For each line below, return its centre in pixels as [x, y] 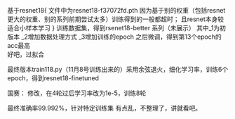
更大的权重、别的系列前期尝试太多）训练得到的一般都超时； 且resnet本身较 [116, 19]
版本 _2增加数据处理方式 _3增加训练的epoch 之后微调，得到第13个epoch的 [115, 37]
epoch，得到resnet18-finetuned [53, 78]
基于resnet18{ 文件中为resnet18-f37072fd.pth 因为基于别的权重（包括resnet [116, 10]
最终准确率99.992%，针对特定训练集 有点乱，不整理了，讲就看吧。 [105, 108]
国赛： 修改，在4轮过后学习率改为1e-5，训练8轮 [77, 93]
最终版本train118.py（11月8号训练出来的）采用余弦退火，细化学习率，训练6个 [118, 69]
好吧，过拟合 [26, 54]
